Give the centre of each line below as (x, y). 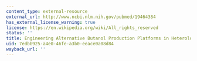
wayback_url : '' (26, 49)
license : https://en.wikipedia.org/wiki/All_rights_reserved (82, 28)
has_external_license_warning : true (51, 22)
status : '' (19, 33)
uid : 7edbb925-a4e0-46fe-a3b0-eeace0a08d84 (60, 44)
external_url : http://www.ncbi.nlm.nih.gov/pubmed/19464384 (81, 17)
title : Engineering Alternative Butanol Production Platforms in (87, 38)
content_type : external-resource (47, 11)
